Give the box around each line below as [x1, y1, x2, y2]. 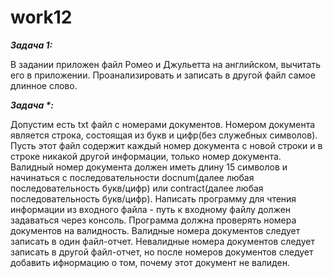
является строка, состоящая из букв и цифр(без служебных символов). [10, 129, 318, 141]
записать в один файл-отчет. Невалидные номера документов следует [10, 235, 315, 247]
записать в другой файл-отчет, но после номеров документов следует [10, 246, 314, 258]
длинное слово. [10, 79, 78, 91]
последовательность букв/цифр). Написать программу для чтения [10, 192, 297, 205]
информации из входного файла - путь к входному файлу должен [10, 203, 292, 215]
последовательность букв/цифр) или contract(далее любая [10, 182, 264, 194]
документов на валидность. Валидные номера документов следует [10, 224, 301, 236]
